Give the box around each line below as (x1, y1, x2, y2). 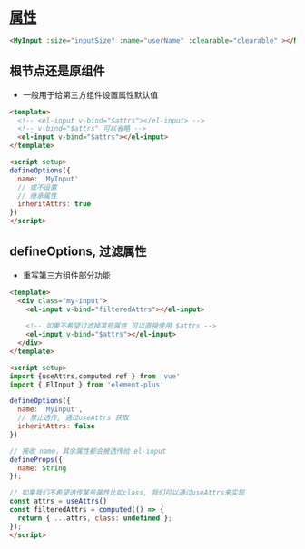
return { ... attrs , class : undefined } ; (17, 514, 172, 523)
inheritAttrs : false (17, 422, 95, 431)
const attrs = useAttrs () (9, 496, 107, 506)
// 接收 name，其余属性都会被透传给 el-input (9, 446, 167, 456)
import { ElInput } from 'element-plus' (9, 380, 165, 389)
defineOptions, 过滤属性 (9, 244, 147, 260)
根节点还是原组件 (9, 64, 105, 79)
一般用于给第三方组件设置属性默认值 (22, 89, 159, 100)
